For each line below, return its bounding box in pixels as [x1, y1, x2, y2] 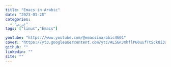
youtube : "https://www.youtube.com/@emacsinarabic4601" [5, 35, 126, 40]
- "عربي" [10, 21, 28, 27]
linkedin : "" [5, 49, 33, 54]
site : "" [5, 54, 24, 59]
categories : [5, 17, 31, 22]
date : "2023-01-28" [5, 12, 47, 17]
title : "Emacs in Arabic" [5, 7, 60, 13]
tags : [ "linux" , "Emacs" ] [5, 26, 58, 31]
